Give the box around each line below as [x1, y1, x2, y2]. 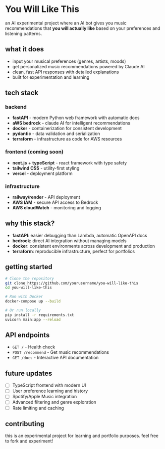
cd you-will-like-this [5, 285, 52, 290]
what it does [5, 45, 44, 53]
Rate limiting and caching [12, 405, 64, 411]
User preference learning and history [12, 388, 88, 394]
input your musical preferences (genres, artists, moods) [12, 58, 126, 64]
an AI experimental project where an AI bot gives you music [5, 20, 127, 26]
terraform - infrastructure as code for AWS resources [12, 136, 122, 142]
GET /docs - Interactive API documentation [12, 355, 99, 361]
